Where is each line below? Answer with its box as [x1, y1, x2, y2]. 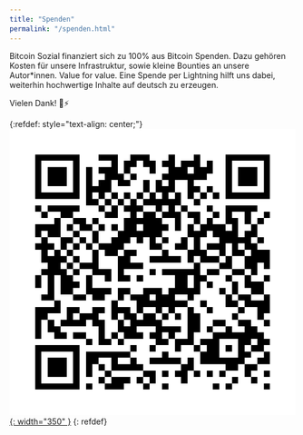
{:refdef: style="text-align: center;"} [9, 118, 143, 129]
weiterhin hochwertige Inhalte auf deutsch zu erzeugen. [9, 79, 220, 90]
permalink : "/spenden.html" [9, 24, 116, 34]
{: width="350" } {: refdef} [9, 416, 108, 427]
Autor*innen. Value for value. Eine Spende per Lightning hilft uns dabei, [9, 69, 276, 81]
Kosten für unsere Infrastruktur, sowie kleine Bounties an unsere [9, 60, 249, 71]
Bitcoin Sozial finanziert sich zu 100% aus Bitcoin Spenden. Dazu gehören [9, 50, 286, 61]
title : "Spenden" [9, 15, 75, 24]
